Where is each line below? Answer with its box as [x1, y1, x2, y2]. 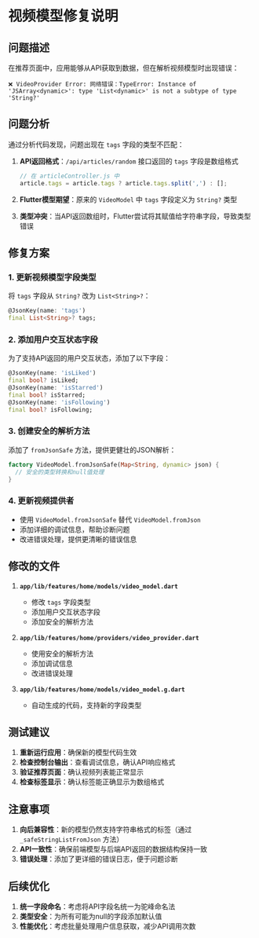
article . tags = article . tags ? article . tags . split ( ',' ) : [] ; [19, 179, 228, 187]
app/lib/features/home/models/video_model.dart [19, 582, 178, 590]
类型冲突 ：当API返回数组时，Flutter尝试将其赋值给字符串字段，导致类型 [19, 211, 251, 221]
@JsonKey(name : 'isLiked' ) [8, 369, 97, 377]
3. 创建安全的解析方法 [8, 426, 90, 437]
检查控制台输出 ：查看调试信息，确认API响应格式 [19, 757, 176, 767]
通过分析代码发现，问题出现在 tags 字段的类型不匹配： [8, 139, 184, 149]
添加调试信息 [31, 658, 73, 668]
